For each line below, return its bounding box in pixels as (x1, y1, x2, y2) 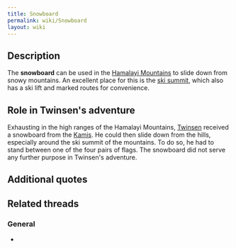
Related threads (7, 198, 79, 210)
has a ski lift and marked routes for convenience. (7, 84, 150, 92)
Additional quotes (7, 174, 88, 186)
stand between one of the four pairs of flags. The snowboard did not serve (7, 146, 225, 154)
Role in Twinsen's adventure (7, 104, 135, 116)
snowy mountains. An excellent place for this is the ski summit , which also (7, 76, 224, 85)
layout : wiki (7, 23, 46, 30)
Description (7, 50, 60, 62)
